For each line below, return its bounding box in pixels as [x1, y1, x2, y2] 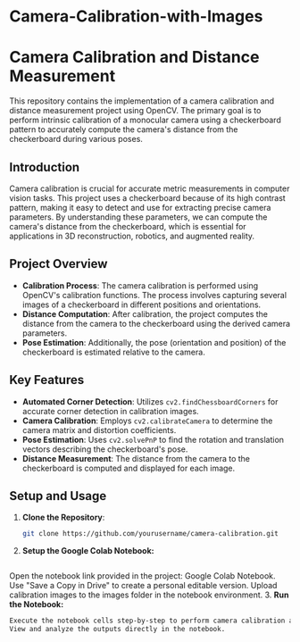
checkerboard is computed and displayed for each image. [21, 463, 236, 473]
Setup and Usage [9, 488, 107, 504]
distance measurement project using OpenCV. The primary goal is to [9, 105, 262, 116]
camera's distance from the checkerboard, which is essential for [9, 221, 247, 231]
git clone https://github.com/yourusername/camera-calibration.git [21, 529, 279, 538]
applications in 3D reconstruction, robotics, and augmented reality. [9, 230, 255, 241]
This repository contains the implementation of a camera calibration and [9, 96, 275, 106]
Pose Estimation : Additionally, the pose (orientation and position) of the [21, 337, 287, 347]
